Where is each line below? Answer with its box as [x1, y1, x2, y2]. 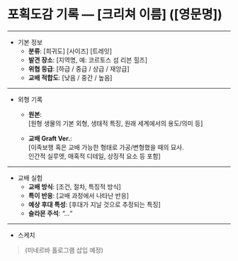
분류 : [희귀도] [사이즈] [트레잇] [28, 47, 112, 55]
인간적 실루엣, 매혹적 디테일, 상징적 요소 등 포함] [28, 152, 161, 160]
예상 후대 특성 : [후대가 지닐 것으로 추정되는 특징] [28, 200, 161, 209]
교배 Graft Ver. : [28, 134, 72, 143]
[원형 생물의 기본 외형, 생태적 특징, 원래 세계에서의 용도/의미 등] [28, 118, 203, 128]
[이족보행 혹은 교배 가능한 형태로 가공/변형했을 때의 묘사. [28, 143, 184, 151]
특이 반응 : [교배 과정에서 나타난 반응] [28, 191, 130, 199]
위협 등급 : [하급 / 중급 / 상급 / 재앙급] [28, 65, 130, 73]
